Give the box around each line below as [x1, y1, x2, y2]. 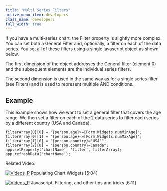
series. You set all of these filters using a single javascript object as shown [5, 46, 159, 52]
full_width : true [5, 21, 42, 27]
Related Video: [5, 160, 36, 166]
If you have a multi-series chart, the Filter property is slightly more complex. [5, 35, 162, 41]
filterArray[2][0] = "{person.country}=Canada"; [5, 143, 109, 148]
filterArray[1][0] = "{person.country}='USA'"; [5, 139, 107, 144]
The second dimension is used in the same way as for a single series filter [5, 76, 158, 82]
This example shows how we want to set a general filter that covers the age [5, 109, 161, 116]
